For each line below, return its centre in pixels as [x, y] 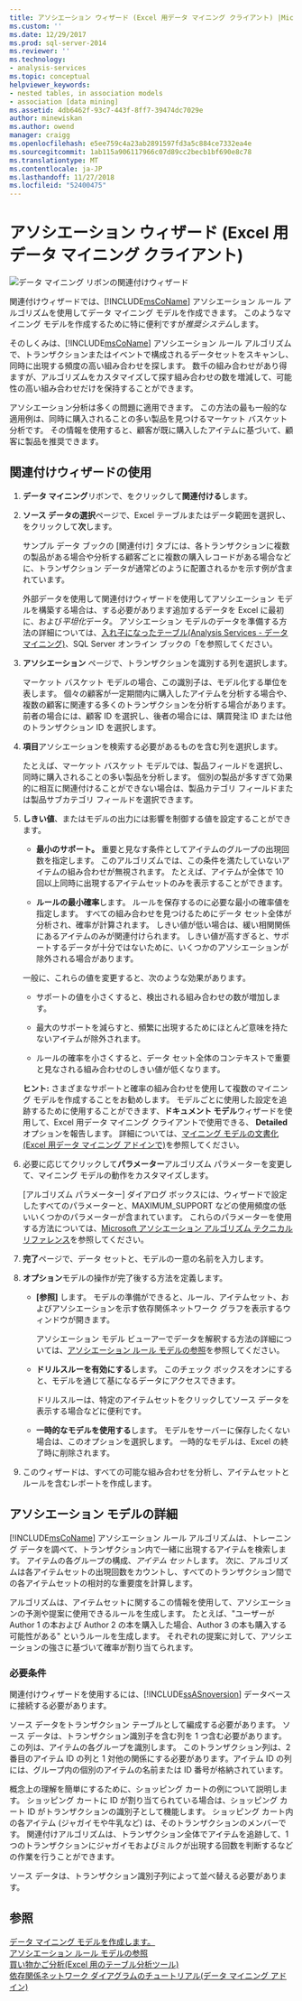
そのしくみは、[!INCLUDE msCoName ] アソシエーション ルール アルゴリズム [151, 343]
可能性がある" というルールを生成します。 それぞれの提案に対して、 [135, 1635]
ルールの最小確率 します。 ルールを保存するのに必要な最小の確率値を [163, 902]
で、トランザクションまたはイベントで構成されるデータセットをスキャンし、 [151, 355]
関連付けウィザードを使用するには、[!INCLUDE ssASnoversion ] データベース [150, 1694]
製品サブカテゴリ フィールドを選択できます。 [114, 799]
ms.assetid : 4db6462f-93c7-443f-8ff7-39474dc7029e [106, 110]
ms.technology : [38, 60]
